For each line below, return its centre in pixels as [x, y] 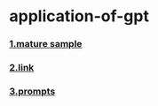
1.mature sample [46, 44]
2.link [22, 68]
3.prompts [32, 91]
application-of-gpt [79, 16]
